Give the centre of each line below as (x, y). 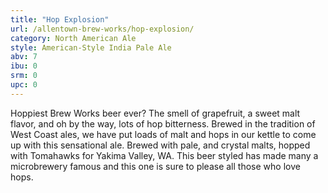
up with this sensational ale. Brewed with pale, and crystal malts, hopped (160, 145)
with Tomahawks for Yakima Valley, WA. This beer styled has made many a (164, 155)
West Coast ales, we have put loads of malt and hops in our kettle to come (163, 134)
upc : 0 (24, 85)
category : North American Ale (73, 38)
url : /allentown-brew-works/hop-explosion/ (102, 29)
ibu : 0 (24, 66)
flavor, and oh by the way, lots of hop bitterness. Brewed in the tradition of (163, 123)
